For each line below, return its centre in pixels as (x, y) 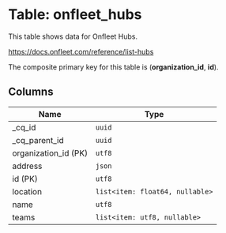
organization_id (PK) (50, 153)
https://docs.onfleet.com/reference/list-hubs (81, 51)
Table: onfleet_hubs (75, 15)
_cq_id (24, 127)
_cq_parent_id (38, 140)
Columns (31, 92)
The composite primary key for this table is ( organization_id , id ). (113, 67)
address (27, 166)
